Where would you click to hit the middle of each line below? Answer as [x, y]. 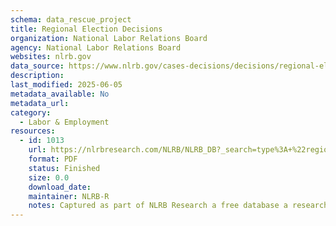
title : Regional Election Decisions [86, 29]
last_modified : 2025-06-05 [66, 85]
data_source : [37, 66]
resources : [33, 131]
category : [31, 112]
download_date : [60, 187]
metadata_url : [40, 103]
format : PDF [53, 159]
